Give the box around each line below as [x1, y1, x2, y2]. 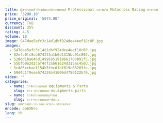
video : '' [5, 75, 25, 79]
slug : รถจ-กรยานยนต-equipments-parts [14, 88, 86, 93]
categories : [5, 79, 29, 84]
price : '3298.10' [5, 12, 40, 16]
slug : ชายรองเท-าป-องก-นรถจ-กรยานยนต [5, 102, 71, 107]
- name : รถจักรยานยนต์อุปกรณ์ [9, 92, 57, 97]
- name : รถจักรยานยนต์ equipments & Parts [9, 83, 88, 89]
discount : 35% [5, 25, 34, 30]
